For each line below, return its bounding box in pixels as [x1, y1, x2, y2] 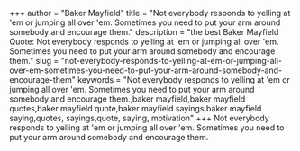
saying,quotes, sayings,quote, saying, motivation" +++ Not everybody [9, 112, 270, 123]
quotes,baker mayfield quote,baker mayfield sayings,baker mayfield [9, 103, 262, 113]
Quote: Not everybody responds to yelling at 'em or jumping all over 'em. [9, 36, 279, 47]
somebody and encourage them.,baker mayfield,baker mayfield [9, 93, 246, 104]
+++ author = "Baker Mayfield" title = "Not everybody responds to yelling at [9, 8, 291, 18]
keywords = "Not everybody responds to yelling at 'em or [77, 75, 291, 84]
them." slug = [9, 56, 59, 66]
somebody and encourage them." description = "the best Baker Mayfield [9, 27, 279, 37]
